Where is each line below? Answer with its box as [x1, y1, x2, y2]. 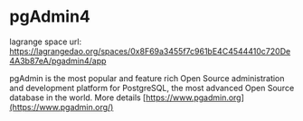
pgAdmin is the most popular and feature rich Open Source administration [9, 72, 285, 83]
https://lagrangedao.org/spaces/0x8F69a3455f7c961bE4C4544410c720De [9, 45, 291, 56]
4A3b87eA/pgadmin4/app [9, 55, 107, 66]
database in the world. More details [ [9, 92, 147, 103]
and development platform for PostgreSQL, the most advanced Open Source [9, 82, 295, 93]
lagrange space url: [9, 36, 82, 47]
